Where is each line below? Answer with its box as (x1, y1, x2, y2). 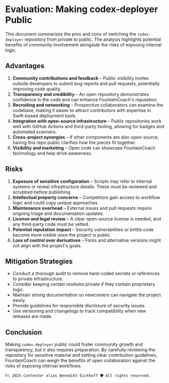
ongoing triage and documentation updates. (12, 210, 104, 216)
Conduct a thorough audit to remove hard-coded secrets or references (12, 270, 160, 277)
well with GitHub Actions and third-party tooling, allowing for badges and (12, 123, 164, 129)
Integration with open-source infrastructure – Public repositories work (12, 118, 162, 124)
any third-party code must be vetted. (12, 221, 90, 227)
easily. (12, 297, 26, 303)
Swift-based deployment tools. (12, 113, 77, 119)
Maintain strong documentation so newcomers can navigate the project (12, 292, 161, 298)
